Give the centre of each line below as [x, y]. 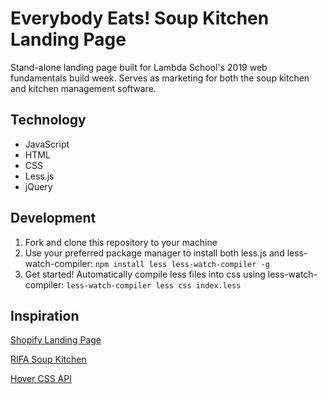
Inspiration [45, 315]
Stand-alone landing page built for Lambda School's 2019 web [139, 67]
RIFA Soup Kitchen [48, 359]
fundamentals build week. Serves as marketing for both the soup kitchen [160, 78]
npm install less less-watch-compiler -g [182, 264]
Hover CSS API [41, 379]
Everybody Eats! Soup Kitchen [140, 18]
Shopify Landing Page [56, 340]
